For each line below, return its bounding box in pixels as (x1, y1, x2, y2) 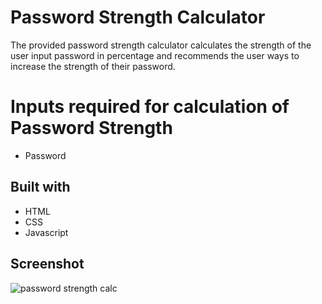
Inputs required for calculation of (10, 96, 290, 118)
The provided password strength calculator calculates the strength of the (10, 39, 312, 51)
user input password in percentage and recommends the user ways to (10, 49, 300, 61)
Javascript (24, 226, 69, 238)
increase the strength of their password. (10, 60, 176, 72)
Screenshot (10, 256, 85, 273)
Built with (10, 179, 71, 196)
